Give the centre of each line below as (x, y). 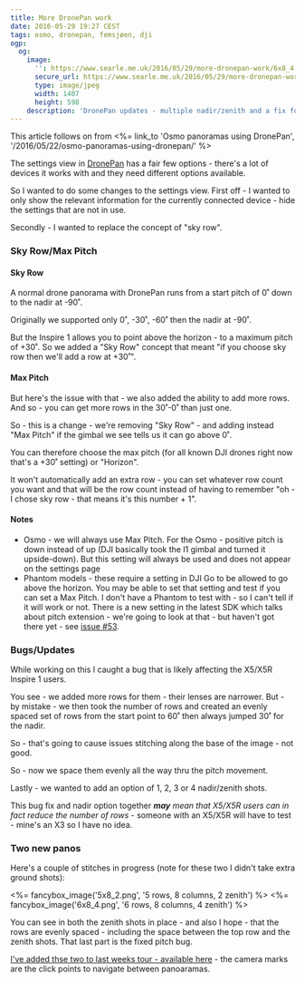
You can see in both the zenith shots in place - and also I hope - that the (145, 922)
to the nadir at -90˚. (47, 302)
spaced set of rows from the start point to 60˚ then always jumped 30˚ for (147, 716)
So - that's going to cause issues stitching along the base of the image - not (152, 744)
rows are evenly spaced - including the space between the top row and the (150, 932)
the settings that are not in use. (68, 210)
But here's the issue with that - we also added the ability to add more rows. (150, 398)
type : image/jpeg (67, 85)
